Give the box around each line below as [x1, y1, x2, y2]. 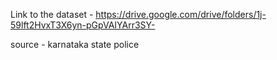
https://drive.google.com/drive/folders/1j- [95, 9, 267, 20]
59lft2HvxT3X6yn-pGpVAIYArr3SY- [10, 19, 156, 31]
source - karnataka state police [10, 39, 140, 50]
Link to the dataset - [10, 9, 94, 20]
